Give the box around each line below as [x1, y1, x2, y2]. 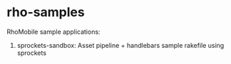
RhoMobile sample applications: [6, 27, 101, 36]
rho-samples [6, 4, 85, 20]
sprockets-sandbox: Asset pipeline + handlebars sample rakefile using [16, 41, 225, 49]
